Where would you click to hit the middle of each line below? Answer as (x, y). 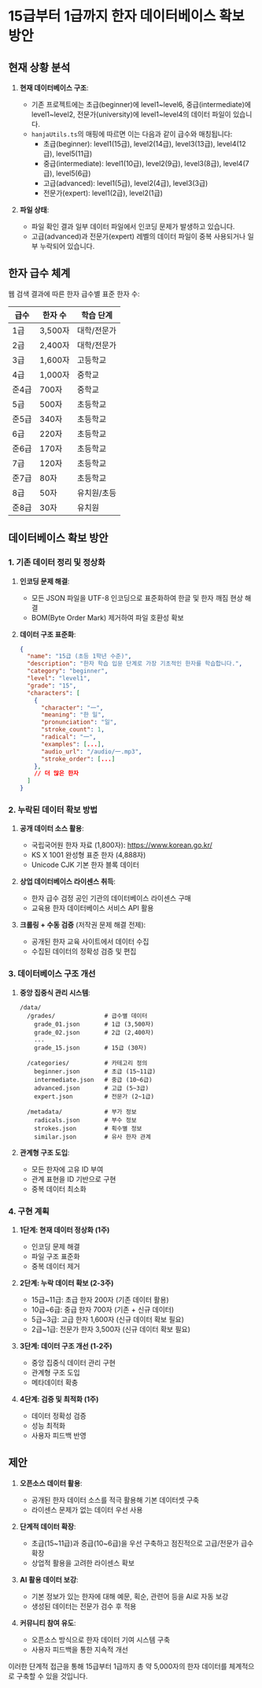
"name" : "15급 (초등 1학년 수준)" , (79, 657)
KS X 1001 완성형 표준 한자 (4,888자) (89, 855)
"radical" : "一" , (68, 737)
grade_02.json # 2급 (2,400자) (94, 1032)
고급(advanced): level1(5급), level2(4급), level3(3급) (125, 183)
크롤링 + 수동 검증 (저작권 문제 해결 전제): (83, 925)
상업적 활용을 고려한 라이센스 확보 (83, 1563)
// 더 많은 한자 (57, 774)
